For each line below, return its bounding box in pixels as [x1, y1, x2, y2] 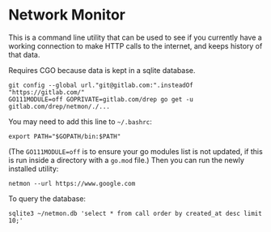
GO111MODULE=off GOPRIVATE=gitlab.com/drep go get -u [8, 95, 194, 103]
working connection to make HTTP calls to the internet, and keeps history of [8, 41, 263, 50]
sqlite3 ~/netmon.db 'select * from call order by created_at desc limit [8, 209, 263, 217]
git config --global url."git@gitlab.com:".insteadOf [8, 81, 194, 89]
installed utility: [8, 164, 59, 174]
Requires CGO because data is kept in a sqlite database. [8, 65, 196, 75]
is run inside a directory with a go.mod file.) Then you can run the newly [8, 155, 244, 165]
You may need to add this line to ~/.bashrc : [8, 116, 152, 127]
